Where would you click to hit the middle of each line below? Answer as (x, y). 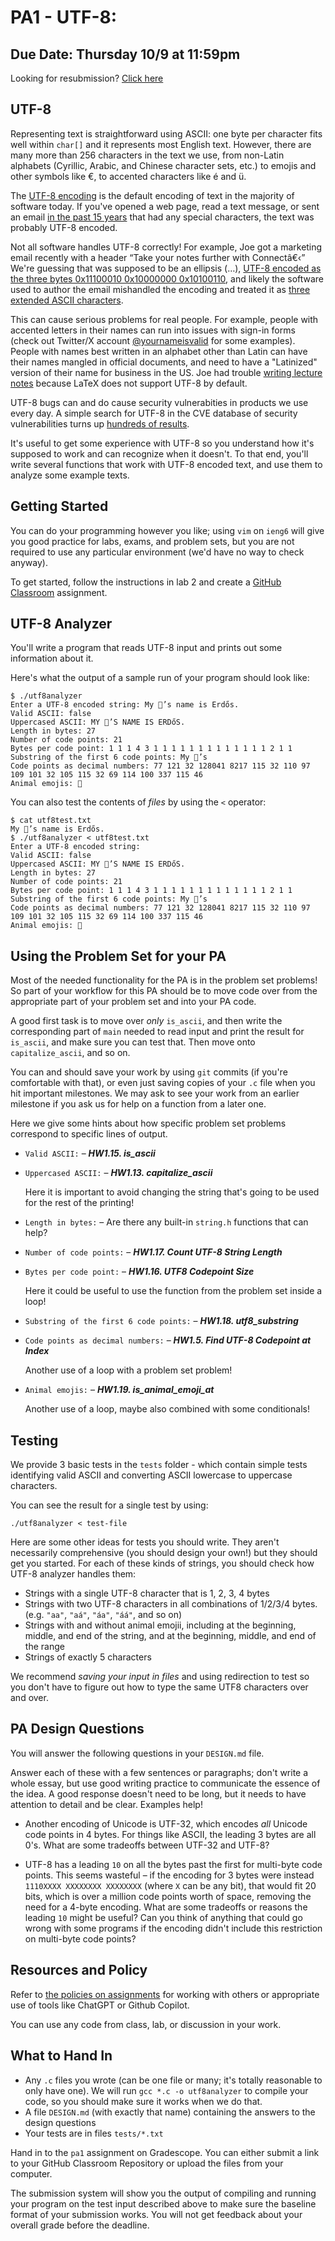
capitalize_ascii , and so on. (70, 1053)
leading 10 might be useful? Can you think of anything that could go (163, 1917)
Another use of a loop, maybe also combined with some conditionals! (167, 1409)
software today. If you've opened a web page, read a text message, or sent (165, 206)
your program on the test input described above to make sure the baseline (163, 2203)
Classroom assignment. (59, 592)
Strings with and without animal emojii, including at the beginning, (160, 1625)
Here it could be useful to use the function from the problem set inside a (173, 1291)
